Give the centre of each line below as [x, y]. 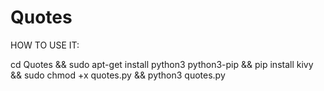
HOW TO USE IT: [45, 45]
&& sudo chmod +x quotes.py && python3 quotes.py [118, 75]
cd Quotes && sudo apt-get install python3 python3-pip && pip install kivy [162, 64]
